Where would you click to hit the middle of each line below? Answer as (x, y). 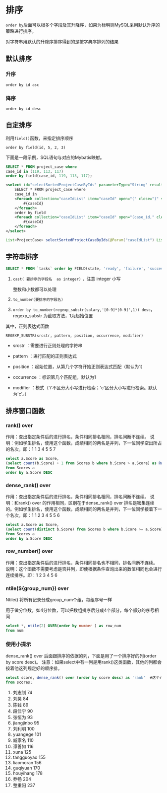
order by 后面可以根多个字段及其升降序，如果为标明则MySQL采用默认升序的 (83, 25)
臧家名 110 (23, 740)
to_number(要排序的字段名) (38, 299)
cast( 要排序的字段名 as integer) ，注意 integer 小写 (67, 279)
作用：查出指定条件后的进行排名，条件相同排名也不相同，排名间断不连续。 (82, 563)
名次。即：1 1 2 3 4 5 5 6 (35, 515)
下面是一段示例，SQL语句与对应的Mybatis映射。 (55, 157)
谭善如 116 (23, 746)
